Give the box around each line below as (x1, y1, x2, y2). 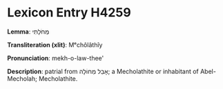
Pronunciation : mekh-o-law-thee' (7, 53, 104, 62)
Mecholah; (7, 74, 38, 83)
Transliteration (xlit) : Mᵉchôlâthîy (7, 40, 103, 49)
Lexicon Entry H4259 (7, 5, 131, 21)
